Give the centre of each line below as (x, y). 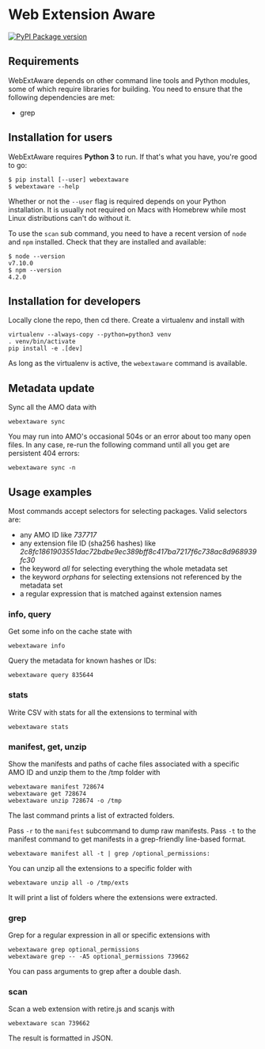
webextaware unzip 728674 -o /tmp (65, 800)
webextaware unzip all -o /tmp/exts (68, 883)
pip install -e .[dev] (45, 349)
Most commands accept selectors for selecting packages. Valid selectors (128, 511)
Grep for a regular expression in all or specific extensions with (109, 935)
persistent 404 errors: (44, 454)
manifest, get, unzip (47, 747)
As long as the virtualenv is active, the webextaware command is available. (128, 363)
